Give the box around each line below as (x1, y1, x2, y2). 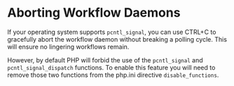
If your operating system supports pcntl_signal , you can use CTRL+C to (7, 28, 216, 36)
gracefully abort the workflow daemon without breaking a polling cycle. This (7, 35, 228, 43)
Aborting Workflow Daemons (7, 5, 181, 21)
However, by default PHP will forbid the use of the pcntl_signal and (7, 55, 203, 64)
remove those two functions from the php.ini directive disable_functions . (7, 71, 219, 79)
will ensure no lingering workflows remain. (7, 42, 130, 51)
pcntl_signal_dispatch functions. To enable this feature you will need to (7, 63, 216, 71)
